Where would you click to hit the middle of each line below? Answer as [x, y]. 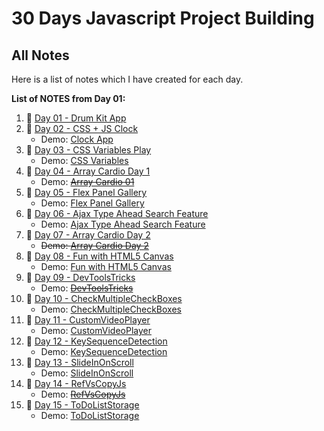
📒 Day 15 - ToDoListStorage [82, 405]
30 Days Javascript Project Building [163, 18]
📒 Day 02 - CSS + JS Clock [82, 128]
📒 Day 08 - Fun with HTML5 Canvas [99, 256]
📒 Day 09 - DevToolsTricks [80, 277]
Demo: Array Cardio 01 [87, 181]
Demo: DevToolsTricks [87, 288]
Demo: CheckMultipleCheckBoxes [111, 309]
